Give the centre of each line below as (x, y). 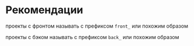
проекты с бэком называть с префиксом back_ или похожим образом (92, 37)
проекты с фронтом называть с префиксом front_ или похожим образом (97, 26)
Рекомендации (44, 10)
